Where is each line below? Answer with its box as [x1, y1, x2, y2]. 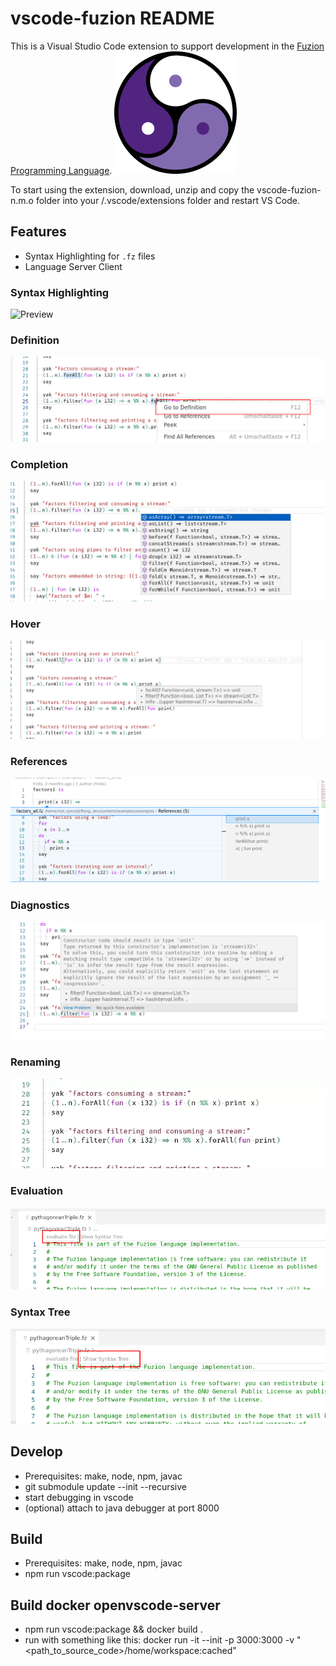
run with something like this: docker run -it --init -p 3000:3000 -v [24, 1634, 295, 1646]
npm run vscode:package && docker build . [24, 1623, 203, 1636]
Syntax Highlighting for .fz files [24, 250, 156, 262]
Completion [10, 457, 69, 471]
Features [10, 223, 67, 241]
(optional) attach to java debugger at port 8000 [24, 1502, 220, 1514]
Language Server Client [24, 260, 123, 272]
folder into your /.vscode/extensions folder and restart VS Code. [35, 194, 300, 206]
